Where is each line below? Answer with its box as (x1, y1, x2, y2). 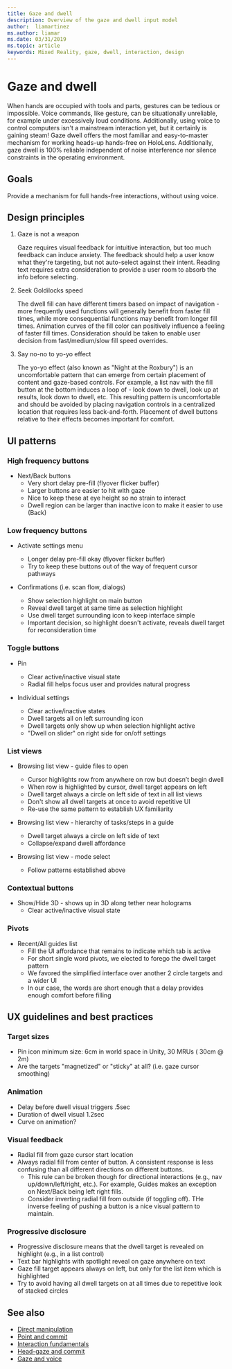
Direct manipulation (17, 1325, 73, 1333)
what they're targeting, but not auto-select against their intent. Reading (17, 258, 220, 267)
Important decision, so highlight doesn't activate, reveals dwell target (27, 618, 225, 627)
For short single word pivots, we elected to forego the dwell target (27, 954, 216, 962)
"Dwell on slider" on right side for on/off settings (27, 729, 166, 737)
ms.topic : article (7, 42, 60, 49)
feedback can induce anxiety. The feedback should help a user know (17, 251, 215, 259)
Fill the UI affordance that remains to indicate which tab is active (27, 947, 211, 955)
